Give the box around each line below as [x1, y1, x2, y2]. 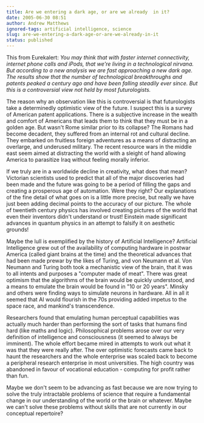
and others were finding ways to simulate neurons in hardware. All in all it [6, 289, 189, 297]
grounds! [6, 226, 29, 233]
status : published [6, 37, 53, 43]
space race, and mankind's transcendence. [6, 302, 115, 309]
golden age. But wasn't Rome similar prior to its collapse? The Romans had [6, 124, 194, 131]
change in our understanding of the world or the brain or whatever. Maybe [6, 397, 192, 404]
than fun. [6, 372, 29, 379]
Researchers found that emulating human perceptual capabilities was [6, 314, 180, 321]
